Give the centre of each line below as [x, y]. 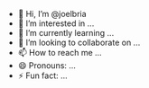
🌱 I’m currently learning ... [66, 33]
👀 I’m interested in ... [56, 23]
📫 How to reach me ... [60, 53]
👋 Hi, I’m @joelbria [52, 14]
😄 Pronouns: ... [47, 66]
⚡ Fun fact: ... [42, 75]
